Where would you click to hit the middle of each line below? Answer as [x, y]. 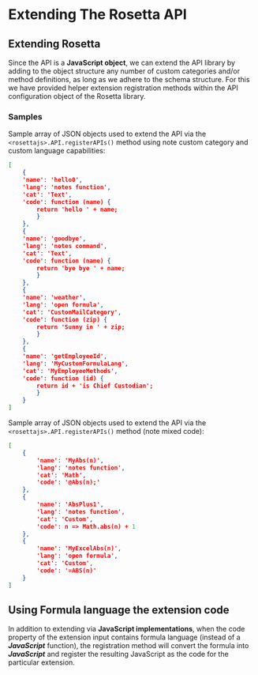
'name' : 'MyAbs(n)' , [70, 460]
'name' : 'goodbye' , [54, 239]
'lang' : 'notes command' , [65, 246]
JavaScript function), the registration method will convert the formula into [129, 646]
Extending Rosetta [54, 44]
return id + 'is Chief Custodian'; [95, 386]
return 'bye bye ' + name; [81, 268]
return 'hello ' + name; [77, 209]
